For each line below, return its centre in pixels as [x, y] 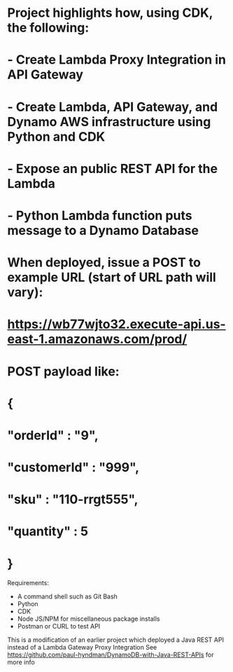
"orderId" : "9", [53, 435]
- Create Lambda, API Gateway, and [113, 107]
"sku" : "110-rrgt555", [73, 500]
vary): [25, 293]
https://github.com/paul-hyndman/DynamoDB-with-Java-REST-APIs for [111, 655]
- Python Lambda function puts [100, 215]
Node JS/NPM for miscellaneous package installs [89, 619]
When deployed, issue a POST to [104, 262]
